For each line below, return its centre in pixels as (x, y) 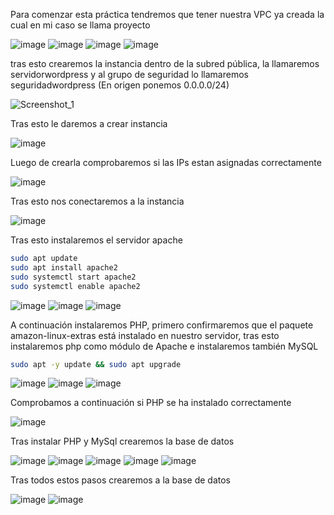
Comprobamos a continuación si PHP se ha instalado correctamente (151, 403)
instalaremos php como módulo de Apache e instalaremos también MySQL (164, 346)
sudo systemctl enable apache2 (75, 286)
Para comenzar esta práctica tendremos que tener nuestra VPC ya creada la (167, 14)
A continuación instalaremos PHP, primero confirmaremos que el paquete (162, 325)
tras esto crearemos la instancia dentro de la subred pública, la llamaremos (165, 63)
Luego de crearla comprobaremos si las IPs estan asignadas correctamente (166, 162)
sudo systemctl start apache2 (73, 277)
